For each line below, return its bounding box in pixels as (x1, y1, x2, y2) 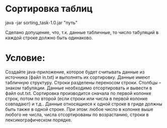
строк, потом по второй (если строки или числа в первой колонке (5, 95, 148, 101)
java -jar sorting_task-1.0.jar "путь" (5, 20, 78, 26)
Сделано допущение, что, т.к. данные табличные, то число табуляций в (5, 29, 159, 35)
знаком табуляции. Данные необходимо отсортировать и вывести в (5, 85, 152, 91)
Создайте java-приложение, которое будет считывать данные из (5, 69, 145, 75)
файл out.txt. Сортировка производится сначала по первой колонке (5, 90, 151, 96)
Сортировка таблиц (5, 3, 93, 15)
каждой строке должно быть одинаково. (5, 35, 93, 41)
